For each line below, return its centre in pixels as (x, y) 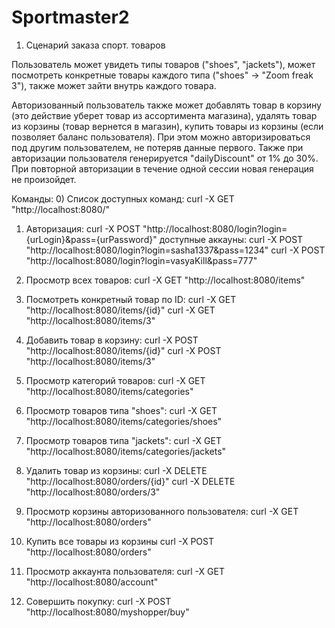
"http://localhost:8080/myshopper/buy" (107, 612)
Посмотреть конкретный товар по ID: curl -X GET (131, 299)
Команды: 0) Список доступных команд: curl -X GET (123, 198)
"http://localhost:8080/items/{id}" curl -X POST (123, 350)
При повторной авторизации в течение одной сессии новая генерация (162, 168)
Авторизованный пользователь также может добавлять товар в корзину (166, 105)
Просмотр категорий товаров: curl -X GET (115, 380)
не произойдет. (44, 179)
